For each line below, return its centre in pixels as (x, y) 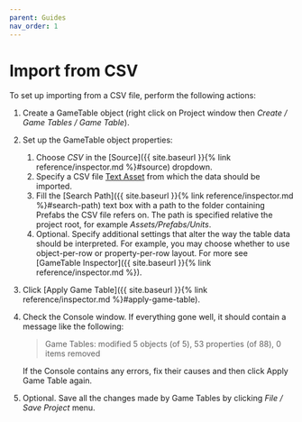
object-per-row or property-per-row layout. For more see (142, 253)
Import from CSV (74, 71)
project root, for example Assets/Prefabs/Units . (124, 225)
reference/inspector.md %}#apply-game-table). (111, 299)
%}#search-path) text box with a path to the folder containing (151, 206)
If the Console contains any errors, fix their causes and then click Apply (155, 372)
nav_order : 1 (34, 26)
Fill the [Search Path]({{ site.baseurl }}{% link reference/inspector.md (165, 196)
